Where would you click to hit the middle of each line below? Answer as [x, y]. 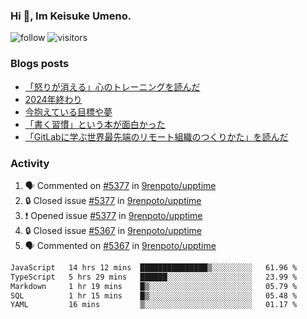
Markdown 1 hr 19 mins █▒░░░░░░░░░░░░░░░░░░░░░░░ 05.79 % [154, 286]
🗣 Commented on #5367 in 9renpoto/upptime [120, 245]
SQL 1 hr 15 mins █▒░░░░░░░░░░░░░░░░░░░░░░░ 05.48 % [154, 295]
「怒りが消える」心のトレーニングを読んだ [112, 86]
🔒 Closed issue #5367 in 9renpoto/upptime [113, 230]
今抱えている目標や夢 [68, 111]
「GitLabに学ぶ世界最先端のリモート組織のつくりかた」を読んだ [156, 136]
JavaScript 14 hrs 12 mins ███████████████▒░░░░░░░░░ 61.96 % [154, 267]
